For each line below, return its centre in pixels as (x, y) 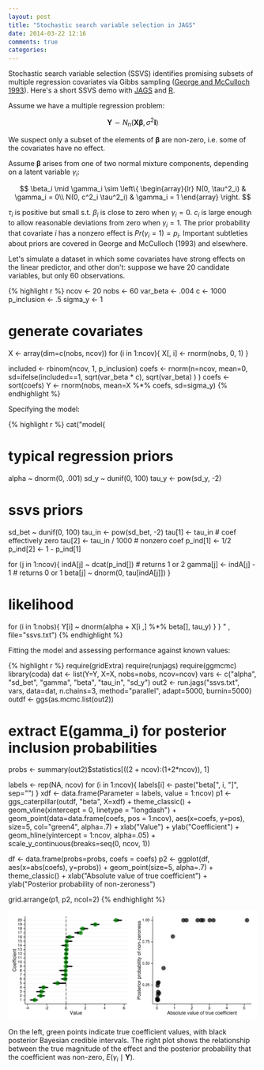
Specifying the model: (44, 409)
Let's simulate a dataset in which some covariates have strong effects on (127, 259)
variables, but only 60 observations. (67, 275)
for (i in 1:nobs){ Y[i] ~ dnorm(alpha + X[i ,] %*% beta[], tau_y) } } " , (119, 626)
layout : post (30, 17)
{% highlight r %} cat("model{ (57, 424)
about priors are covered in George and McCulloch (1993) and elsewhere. (128, 243)
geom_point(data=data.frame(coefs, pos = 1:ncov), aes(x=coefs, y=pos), (126, 819)
